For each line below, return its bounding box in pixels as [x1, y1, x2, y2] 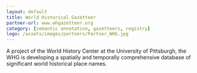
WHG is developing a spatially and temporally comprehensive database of [6, 54, 191, 61]
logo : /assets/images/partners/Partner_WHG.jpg [6, 31, 129, 37]
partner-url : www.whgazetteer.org [6, 20, 94, 26]
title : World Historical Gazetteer [6, 14, 96, 20]
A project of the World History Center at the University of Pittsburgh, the [6, 47, 187, 54]
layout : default [6, 8, 47, 15]
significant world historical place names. [6, 60, 107, 68]
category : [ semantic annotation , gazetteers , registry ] [6, 25, 150, 32]
